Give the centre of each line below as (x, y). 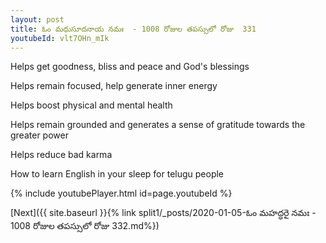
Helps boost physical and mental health (91, 105)
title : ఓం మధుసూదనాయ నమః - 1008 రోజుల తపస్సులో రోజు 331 (133, 29)
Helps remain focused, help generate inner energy (114, 86)
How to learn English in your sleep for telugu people (117, 174)
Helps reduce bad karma (61, 155)
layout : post (37, 19)
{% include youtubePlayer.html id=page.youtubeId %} (121, 193)
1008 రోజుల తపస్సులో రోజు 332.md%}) (85, 226)
